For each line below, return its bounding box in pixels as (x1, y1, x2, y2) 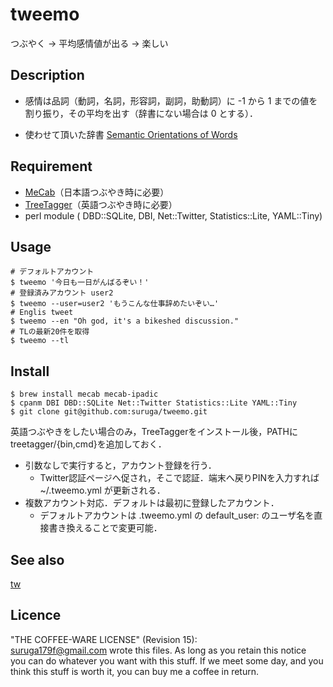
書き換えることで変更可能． (48, 522, 163, 534)
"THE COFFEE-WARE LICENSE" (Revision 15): (10, 633, 198, 645)
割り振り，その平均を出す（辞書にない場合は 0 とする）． (24, 107, 259, 119)
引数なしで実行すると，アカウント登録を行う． (24, 459, 217, 472)
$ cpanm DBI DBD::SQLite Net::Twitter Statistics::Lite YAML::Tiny (10, 398, 298, 408)
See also (10, 551, 65, 568)
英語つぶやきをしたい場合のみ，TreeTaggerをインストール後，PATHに (10, 426, 298, 438)
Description (10, 67, 85, 84)
